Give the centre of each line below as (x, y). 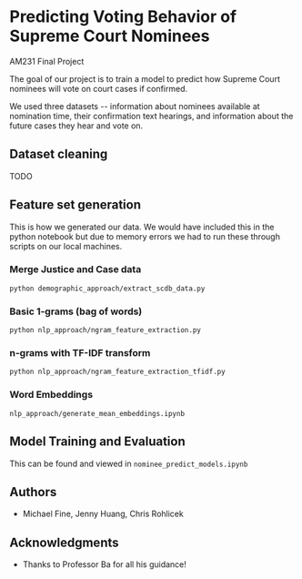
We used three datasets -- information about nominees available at (135, 106)
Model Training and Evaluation (98, 442)
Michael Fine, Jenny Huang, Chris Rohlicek (103, 514)
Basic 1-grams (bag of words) (76, 311)
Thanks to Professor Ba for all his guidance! (104, 564)
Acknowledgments (65, 542)
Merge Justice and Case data (75, 269)
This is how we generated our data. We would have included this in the (142, 227)
